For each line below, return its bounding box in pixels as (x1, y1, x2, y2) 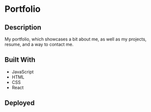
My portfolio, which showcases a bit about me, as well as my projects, (4, 36, 147, 42)
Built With (4, 56, 35, 64)
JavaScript (11, 69, 34, 75)
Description (4, 23, 41, 32)
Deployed (4, 99, 35, 107)
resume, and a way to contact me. (4, 41, 74, 47)
